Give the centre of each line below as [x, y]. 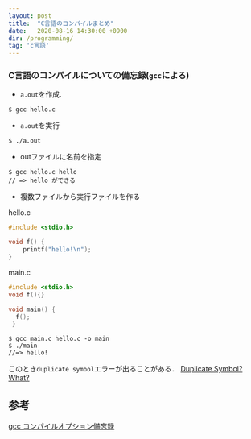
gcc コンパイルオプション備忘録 [62, 426]
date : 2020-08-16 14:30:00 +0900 [68, 31]
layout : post [30, 16]
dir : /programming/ [41, 38]
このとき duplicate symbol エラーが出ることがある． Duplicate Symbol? [125, 369]
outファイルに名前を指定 [61, 157]
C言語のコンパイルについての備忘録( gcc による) [99, 76]
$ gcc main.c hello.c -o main [59, 339]
